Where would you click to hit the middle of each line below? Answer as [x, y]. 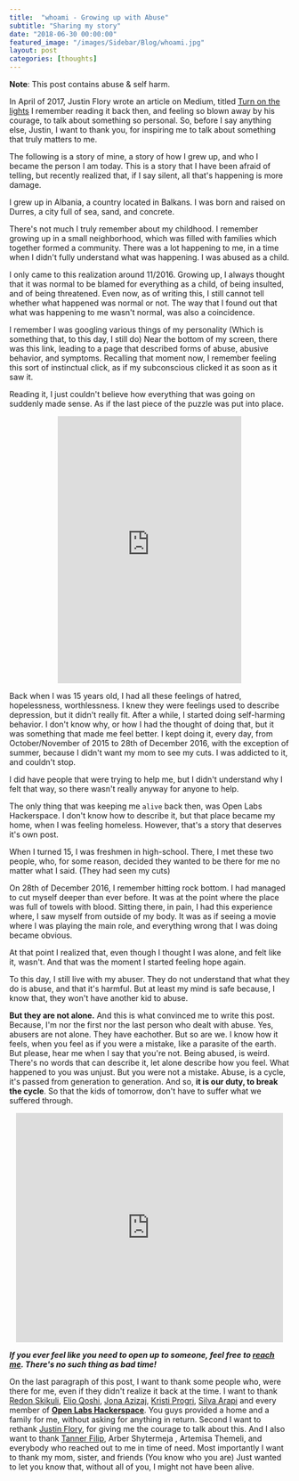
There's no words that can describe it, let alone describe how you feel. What [149, 1062]
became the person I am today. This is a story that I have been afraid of [140, 166]
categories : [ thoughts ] [53, 59]
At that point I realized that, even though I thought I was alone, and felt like [145, 952]
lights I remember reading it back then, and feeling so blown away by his [142, 111]
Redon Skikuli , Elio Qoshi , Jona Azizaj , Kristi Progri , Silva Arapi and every [143, 1400]
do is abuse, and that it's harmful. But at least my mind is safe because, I [142, 989]
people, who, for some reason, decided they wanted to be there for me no [145, 861]
